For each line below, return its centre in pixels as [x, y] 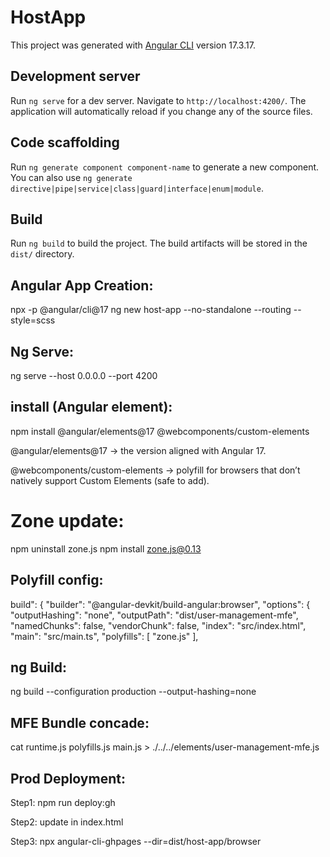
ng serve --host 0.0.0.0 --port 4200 [84, 375]
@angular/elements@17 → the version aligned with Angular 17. [138, 450]
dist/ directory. [42, 254]
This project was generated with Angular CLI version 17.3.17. [133, 45]
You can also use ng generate [71, 177]
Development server [75, 76]
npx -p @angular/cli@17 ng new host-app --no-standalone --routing [151, 310]
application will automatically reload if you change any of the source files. [161, 111]
